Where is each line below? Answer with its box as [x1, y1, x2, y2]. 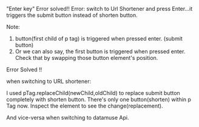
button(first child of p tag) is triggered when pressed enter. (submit [15, 35, 183, 42]
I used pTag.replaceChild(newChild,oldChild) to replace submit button [6, 90, 180, 96]
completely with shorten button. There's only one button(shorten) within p [6, 96, 191, 103]
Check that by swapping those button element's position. [15, 54, 158, 61]
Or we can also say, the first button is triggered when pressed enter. [15, 48, 186, 55]
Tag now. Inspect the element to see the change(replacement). [6, 102, 164, 109]
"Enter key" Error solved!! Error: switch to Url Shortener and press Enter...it [6, 5, 193, 12]
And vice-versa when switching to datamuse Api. [6, 114, 129, 121]
